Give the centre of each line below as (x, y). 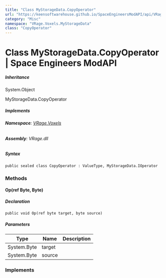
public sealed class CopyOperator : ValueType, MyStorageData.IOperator (82, 166)
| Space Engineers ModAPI (61, 63)
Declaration (18, 201)
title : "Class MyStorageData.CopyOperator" (51, 10)
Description (77, 239)
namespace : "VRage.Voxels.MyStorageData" (48, 24)
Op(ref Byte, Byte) (24, 190)
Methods (16, 178)
